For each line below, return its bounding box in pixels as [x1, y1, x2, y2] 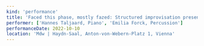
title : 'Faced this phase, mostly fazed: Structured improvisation [6, 14, 181, 20]
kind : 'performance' [6, 8, 59, 15]
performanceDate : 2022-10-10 [6, 25, 80, 32]
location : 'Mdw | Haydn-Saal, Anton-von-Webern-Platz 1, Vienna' [6, 31, 175, 37]
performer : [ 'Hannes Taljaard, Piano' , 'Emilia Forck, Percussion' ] [6, 20, 183, 26]
